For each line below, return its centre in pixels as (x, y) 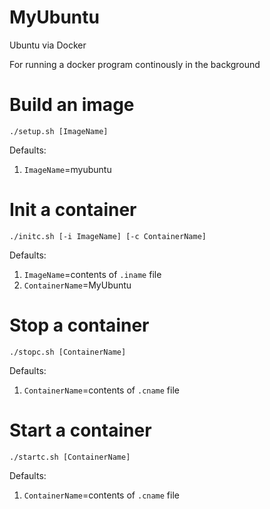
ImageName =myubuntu (67, 169)
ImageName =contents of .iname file (92, 274)
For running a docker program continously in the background (135, 64)
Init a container (73, 210)
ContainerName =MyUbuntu (77, 285)
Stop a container (79, 325)
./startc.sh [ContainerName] (70, 457)
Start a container (80, 430)
